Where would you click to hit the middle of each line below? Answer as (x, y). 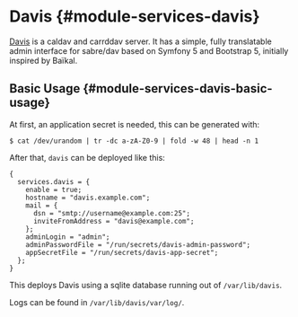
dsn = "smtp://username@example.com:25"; (112, 213)
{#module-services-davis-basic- (177, 88)
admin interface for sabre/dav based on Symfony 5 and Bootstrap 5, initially (149, 50)
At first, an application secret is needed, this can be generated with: (135, 124)
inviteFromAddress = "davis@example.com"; (114, 221)
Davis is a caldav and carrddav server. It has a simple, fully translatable (140, 41)
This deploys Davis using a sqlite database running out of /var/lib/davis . (146, 285)
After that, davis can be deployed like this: (88, 157)
